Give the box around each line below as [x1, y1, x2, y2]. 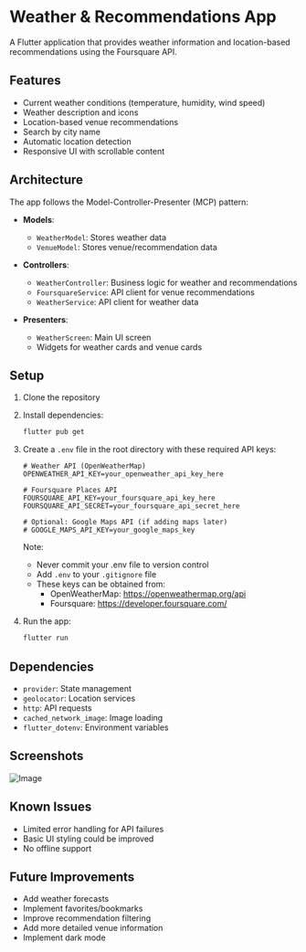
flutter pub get [22, 428, 85, 437]
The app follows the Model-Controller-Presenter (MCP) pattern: [9, 196, 249, 207]
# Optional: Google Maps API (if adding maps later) [22, 518, 228, 527]
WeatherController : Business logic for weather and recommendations [36, 277, 298, 288]
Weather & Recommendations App [9, 6, 277, 27]
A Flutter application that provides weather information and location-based [9, 37, 290, 48]
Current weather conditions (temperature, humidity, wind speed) [22, 97, 266, 108]
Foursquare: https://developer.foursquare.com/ [49, 598, 227, 609]
